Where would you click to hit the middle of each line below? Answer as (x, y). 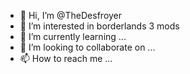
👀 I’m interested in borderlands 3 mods (99, 26)
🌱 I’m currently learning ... (73, 36)
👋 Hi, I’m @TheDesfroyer (71, 15)
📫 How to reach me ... (66, 58)
